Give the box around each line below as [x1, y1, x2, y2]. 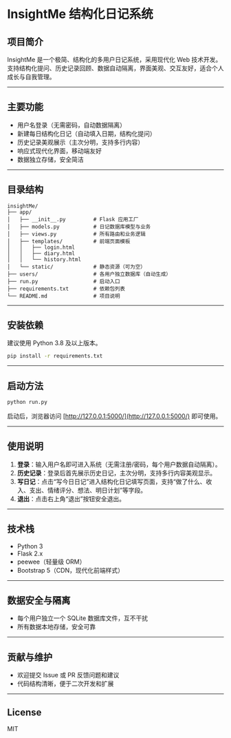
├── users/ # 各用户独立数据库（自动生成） [7, 270, 172, 278]
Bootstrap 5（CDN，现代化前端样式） [16, 566, 124, 574]
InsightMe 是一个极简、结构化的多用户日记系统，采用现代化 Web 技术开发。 [7, 56, 222, 63]
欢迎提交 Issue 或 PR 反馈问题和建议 [16, 671, 120, 679]
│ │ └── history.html [7, 256, 81, 263]
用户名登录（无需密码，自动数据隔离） [16, 121, 126, 129]
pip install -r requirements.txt [7, 353, 103, 360]
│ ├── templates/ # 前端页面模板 [7, 238, 131, 245]
